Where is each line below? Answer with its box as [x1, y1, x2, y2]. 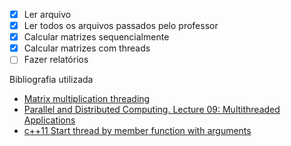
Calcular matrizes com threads [23, 42, 151, 54]
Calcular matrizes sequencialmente [23, 31, 170, 43]
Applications [23, 114, 76, 126]
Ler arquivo [23, 9, 72, 20]
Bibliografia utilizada [9, 74, 94, 86]
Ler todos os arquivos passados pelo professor [23, 20, 219, 32]
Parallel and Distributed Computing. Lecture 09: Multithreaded [23, 104, 281, 116]
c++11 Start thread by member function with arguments [23, 125, 252, 137]
